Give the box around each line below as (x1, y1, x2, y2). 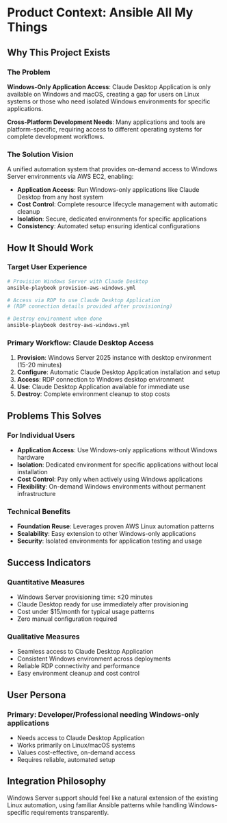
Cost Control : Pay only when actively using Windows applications (16, 475, 203, 484)
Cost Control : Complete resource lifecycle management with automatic (16, 200, 218, 208)
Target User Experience (7, 262, 88, 272)
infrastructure (16, 490, 56, 498)
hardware (16, 454, 44, 462)
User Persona (7, 689, 66, 700)
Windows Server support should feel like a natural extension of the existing (7, 794, 219, 802)
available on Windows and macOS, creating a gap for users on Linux (7, 90, 200, 98)
